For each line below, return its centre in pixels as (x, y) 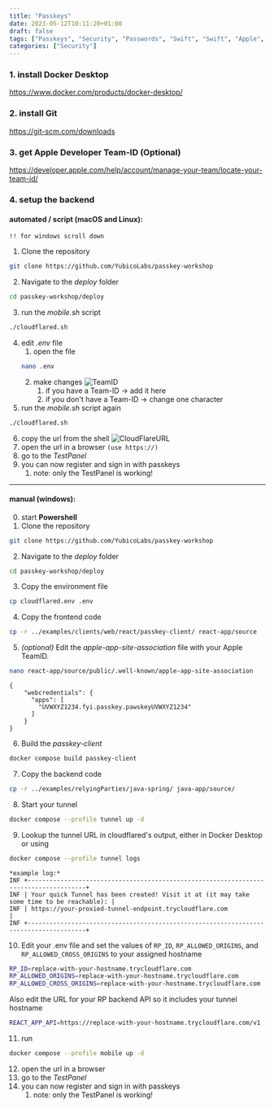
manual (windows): (43, 499)
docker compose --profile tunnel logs (75, 858)
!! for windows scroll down (57, 237)
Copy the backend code (61, 774)
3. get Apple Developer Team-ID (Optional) (95, 152)
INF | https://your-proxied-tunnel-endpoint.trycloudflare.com (119, 909)
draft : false (31, 31)
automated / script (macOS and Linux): (76, 219)
